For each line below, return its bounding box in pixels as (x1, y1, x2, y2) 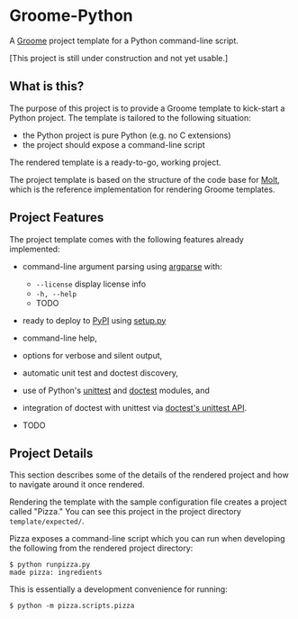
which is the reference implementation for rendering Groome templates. (9, 184, 275, 195)
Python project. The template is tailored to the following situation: (9, 112, 251, 123)
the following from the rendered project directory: (9, 542, 194, 554)
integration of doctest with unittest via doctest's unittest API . (22, 402, 248, 413)
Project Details (9, 445, 94, 460)
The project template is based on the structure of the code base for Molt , (9, 174, 281, 185)
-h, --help (35, 289, 77, 298)
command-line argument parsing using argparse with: (22, 260, 222, 271)
